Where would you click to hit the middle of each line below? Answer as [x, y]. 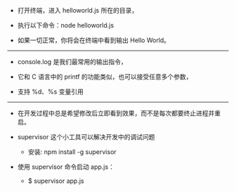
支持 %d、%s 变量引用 [51, 91]
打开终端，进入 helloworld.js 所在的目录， [78, 10]
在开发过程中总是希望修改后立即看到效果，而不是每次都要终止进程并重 [119, 113]
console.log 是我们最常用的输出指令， [72, 62]
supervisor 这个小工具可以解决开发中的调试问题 [86, 137]
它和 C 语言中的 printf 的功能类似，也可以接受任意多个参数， [105, 77]
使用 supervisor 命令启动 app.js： [66, 167]
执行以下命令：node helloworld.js [66, 25]
